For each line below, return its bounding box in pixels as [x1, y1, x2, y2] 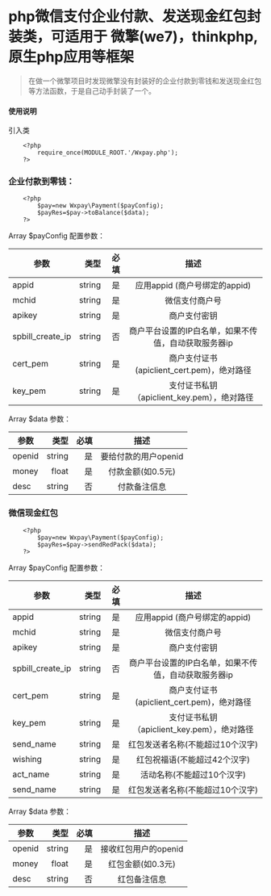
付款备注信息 [117, 481, 167, 492]
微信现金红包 [8, 508, 59, 519]
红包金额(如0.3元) [108, 858, 176, 869]
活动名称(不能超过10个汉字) [140, 768, 247, 780]
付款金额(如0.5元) [108, 466, 176, 477]
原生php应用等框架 [8, 48, 135, 66]
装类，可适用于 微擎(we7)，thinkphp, [8, 27, 259, 46]
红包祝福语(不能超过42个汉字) [135, 754, 251, 765]
